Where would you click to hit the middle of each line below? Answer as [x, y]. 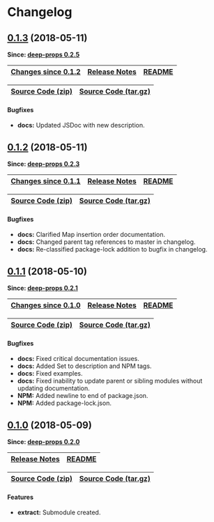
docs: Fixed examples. [50, 374]
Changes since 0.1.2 [46, 72]
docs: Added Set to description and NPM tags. [84, 366]
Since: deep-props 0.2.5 [44, 54]
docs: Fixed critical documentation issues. [78, 359]
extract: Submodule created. [59, 512]
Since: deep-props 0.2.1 [43, 288]
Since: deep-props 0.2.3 [44, 164]
